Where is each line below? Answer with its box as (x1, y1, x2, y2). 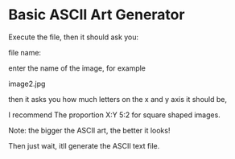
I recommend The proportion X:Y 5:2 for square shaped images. (8, 110, 221, 120)
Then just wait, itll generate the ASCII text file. (8, 141, 160, 150)
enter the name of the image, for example (8, 63, 146, 73)
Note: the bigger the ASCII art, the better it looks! (8, 125, 171, 135)
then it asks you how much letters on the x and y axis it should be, (8, 94, 228, 104)
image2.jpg (8, 79, 46, 88)
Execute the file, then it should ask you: (8, 32, 139, 42)
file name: (8, 47, 42, 57)
